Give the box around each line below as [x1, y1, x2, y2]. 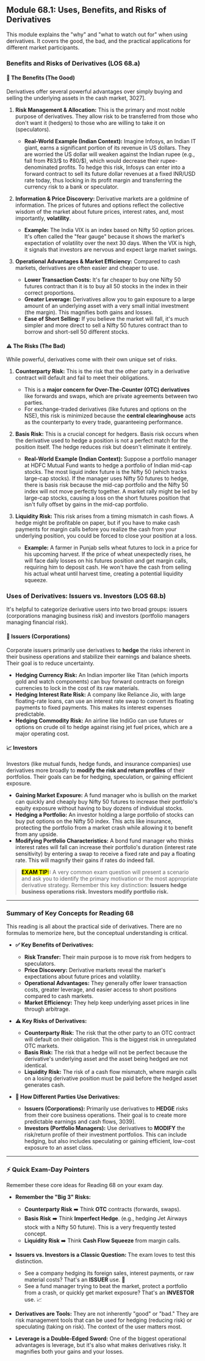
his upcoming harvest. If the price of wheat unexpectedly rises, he [24, 550, 192, 558]
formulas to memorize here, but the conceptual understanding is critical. [6, 929, 188, 937]
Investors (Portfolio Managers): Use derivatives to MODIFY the [24, 1125, 185, 1132]
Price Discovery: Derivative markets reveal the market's [24, 967, 166, 974]
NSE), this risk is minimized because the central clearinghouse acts [24, 412, 196, 419]
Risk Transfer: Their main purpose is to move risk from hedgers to [24, 953, 192, 961]
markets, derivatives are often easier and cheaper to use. [15, 264, 159, 271]
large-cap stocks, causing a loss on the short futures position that [24, 494, 190, 501]
